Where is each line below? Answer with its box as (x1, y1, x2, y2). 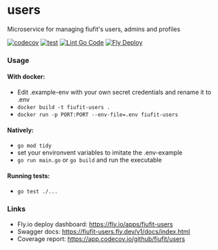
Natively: (7, 126, 34, 134)
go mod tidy (17, 142, 52, 150)
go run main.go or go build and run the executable (17, 156, 162, 164)
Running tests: (7, 171, 50, 180)
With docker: (7, 73, 46, 81)
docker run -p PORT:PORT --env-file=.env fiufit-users (17, 111, 179, 119)
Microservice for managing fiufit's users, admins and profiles (7, 25, 181, 33)
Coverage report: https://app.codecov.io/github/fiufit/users (17, 234, 186, 243)
